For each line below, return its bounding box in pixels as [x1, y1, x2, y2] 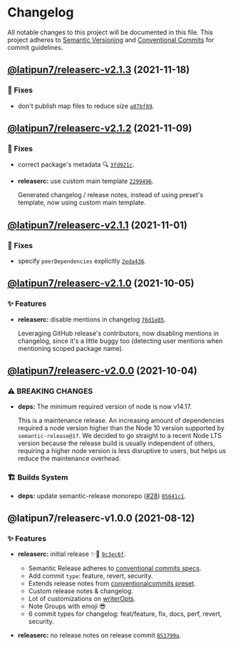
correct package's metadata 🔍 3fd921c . [17, 160, 135, 169]
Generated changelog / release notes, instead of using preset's [17, 191, 204, 199]
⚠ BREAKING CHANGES [7, 387, 93, 396]
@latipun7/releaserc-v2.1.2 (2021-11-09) [7, 122, 192, 134]
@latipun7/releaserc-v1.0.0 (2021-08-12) [7, 512, 195, 525]
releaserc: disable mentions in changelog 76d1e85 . [17, 315, 166, 324]
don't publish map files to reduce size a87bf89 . [17, 101, 155, 110]
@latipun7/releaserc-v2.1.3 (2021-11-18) [7, 64, 190, 76]
